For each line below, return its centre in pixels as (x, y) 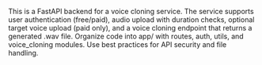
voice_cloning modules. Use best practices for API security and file (118, 45)
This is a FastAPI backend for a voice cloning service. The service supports (131, 11)
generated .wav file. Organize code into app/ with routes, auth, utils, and (126, 36)
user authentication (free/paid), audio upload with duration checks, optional (131, 20)
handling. (23, 53)
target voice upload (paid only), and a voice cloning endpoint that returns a (130, 28)
